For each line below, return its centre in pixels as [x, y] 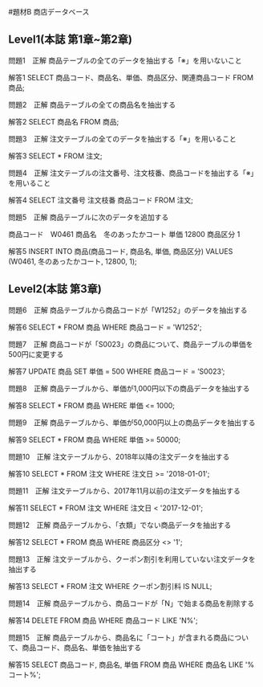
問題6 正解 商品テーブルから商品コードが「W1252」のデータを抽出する [128, 310]
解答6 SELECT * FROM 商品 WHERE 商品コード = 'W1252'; [105, 327]
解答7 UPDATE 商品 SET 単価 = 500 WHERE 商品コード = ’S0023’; [117, 371]
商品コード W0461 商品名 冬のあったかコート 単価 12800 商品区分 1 [124, 234]
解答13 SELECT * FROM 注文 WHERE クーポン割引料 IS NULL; [110, 586]
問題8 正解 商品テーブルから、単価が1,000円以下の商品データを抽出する [129, 388]
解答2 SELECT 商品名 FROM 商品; [64, 121]
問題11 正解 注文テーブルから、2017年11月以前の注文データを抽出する [124, 491]
